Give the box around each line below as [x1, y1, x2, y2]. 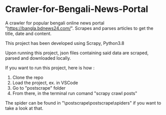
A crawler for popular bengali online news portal [5, 20, 104, 26]
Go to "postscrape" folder [12, 85, 66, 91]
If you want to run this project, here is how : [5, 65, 95, 71]
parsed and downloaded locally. [5, 55, 71, 61]
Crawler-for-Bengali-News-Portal [5, 3, 148, 15]
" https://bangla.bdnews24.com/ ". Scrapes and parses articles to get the [5, 25, 153, 31]
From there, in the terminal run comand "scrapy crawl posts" [12, 90, 137, 96]
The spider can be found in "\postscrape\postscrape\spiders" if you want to [5, 100, 161, 106]
